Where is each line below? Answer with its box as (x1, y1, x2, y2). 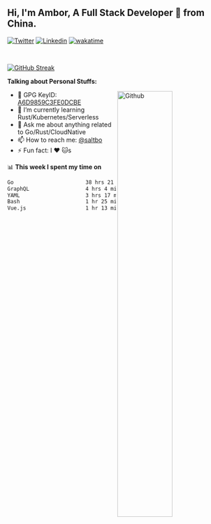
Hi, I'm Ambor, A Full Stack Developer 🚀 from (7, 7, 205, 19)
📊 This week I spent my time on (7, 162, 102, 171)
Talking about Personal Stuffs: (7, 77, 97, 85)
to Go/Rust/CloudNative (17, 127, 86, 136)
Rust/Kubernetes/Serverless (17, 112, 99, 121)
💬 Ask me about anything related (17, 120, 112, 129)
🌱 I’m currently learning (17, 105, 85, 114)
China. (7, 18, 37, 30)
